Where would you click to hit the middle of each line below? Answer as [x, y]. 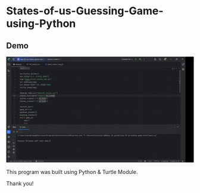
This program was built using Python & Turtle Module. [72, 172]
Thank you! [20, 183]
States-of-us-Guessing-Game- [85, 11]
